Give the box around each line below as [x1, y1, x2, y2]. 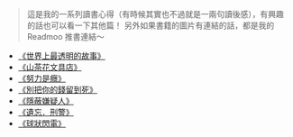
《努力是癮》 [17, 73, 66, 84]
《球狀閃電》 [17, 118, 66, 129]
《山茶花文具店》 [17, 62, 82, 72]
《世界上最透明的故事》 [17, 50, 105, 61]
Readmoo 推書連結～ [26, 32, 105, 41]
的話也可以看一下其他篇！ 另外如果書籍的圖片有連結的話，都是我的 [26, 20, 275, 31]
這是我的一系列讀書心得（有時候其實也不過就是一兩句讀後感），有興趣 [26, 9, 284, 19]
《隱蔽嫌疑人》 [17, 96, 74, 106]
